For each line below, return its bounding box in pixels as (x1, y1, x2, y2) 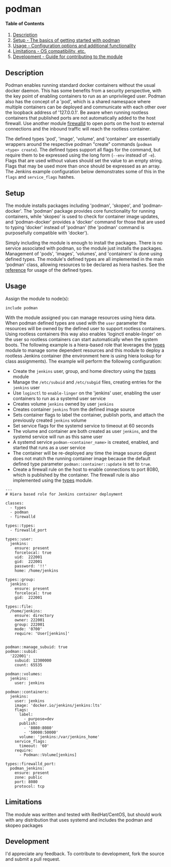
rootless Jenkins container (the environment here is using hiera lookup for (5, 352, 162, 359)
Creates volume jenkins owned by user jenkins (12, 401, 114, 407)
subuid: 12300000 (14, 658, 52, 663)
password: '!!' (14, 563, 47, 569)
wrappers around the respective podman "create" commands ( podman (5, 141, 153, 147)
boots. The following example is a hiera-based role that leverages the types (5, 342, 165, 348)
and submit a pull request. (5, 856, 61, 862)
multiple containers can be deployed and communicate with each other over (5, 104, 167, 110)
